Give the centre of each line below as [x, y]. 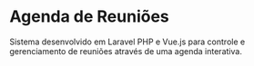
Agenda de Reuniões [90, 17]
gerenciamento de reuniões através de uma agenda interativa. [126, 51]
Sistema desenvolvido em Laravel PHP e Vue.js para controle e [127, 42]
